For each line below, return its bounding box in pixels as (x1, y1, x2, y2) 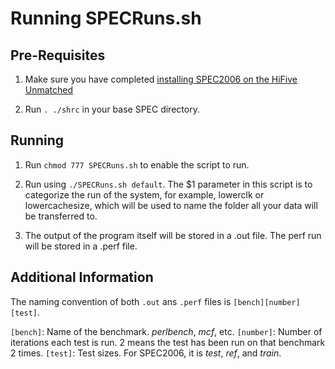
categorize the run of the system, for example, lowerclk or (24, 188, 265, 201)
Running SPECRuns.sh (10, 7, 202, 30)
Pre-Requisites (10, 47, 106, 64)
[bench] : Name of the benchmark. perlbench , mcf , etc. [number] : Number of (10, 325, 323, 337)
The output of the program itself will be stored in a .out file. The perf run (24, 229, 322, 241)
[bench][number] (233, 297, 301, 307)
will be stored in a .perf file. (24, 240, 138, 252)
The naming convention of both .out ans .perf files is (10, 295, 232, 307)
